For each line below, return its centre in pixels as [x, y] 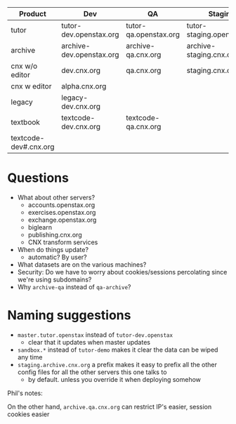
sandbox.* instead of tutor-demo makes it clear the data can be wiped [118, 350]
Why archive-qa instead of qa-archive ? [74, 286]
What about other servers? [56, 197]
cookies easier [28, 414]
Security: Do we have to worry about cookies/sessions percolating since [122, 272]
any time [30, 357]
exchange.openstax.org [62, 220]
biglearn [40, 227]
